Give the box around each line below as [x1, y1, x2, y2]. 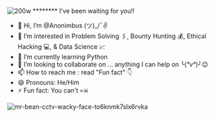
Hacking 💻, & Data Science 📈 [17, 42, 106, 51]
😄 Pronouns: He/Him [17, 78, 80, 86]
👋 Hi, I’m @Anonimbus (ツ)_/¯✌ [17, 21, 108, 30]
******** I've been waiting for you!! [32, 7, 135, 15]
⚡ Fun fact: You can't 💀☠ [17, 86, 90, 95]
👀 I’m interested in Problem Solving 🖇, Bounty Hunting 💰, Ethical [17, 32, 207, 40]
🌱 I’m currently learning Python [17, 53, 108, 61]
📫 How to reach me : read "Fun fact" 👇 [17, 68, 133, 76]
